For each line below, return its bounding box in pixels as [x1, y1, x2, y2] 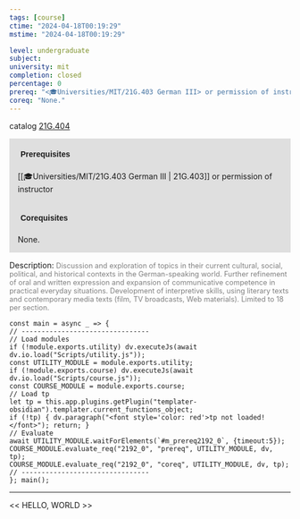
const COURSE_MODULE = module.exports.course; [9, 381, 186, 390]
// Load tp [9, 389, 50, 398]
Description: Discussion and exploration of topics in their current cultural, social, [9, 259, 283, 270]
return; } [53, 421, 90, 430]
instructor [17, 183, 54, 194]
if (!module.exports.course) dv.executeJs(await [9, 366, 194, 375]
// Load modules [9, 335, 70, 344]
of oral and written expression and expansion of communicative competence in [9, 277, 276, 287]
